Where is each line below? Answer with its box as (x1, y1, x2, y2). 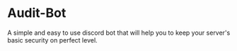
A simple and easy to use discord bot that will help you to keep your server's (7, 28, 231, 37)
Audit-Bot (7, 5, 67, 21)
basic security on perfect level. (7, 35, 98, 44)
